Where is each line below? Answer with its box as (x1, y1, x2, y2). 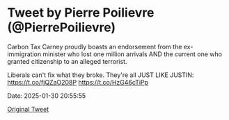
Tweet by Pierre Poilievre (7, 5, 155, 21)
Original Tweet (7, 105, 49, 113)
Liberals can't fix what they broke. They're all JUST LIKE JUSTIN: (7, 71, 194, 79)
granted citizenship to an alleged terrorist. (7, 57, 127, 65)
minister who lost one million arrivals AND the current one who (42, 50, 223, 58)
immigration (7, 50, 42, 58)
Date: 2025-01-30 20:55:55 (7, 92, 86, 100)
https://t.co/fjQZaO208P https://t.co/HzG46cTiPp (7, 78, 148, 86)
